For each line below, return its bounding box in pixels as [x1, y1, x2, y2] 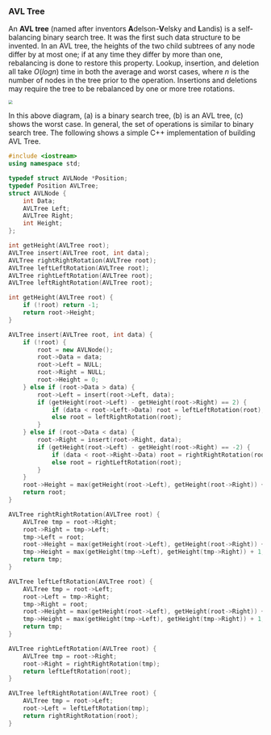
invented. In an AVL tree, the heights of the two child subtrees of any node [8, 41, 256, 51]
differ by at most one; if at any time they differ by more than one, [8, 50, 223, 60]
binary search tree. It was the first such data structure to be [43, 32, 241, 42]
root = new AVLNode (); [37, 346, 114, 354]
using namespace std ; [8, 160, 81, 168]
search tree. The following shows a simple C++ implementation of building [8, 128, 256, 138]
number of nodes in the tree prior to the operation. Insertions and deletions [8, 75, 258, 86]
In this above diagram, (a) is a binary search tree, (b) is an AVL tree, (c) [8, 111, 244, 120]
